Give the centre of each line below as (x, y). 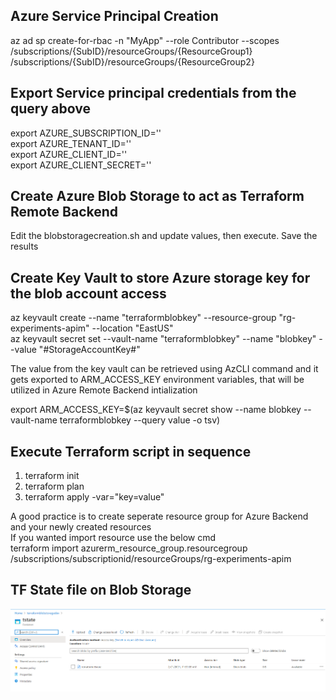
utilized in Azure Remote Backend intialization (104, 390)
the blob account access (88, 293)
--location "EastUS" (132, 328)
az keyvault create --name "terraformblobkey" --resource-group (143, 318)
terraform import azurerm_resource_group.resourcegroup (129, 548)
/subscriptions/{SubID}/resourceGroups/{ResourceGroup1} (131, 51)
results (24, 246)
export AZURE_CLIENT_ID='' (69, 154)
